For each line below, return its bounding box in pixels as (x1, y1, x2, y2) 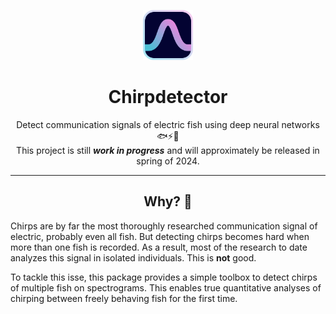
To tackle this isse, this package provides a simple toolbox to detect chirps (10, 271, 318, 283)
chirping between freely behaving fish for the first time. (10, 292, 238, 304)
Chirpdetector (108, 86, 228, 109)
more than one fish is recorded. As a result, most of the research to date (10, 241, 308, 253)
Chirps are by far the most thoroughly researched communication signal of (10, 220, 318, 232)
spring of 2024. (136, 155, 200, 167)
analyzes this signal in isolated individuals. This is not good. (10, 251, 257, 264)
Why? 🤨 (143, 193, 193, 210)
